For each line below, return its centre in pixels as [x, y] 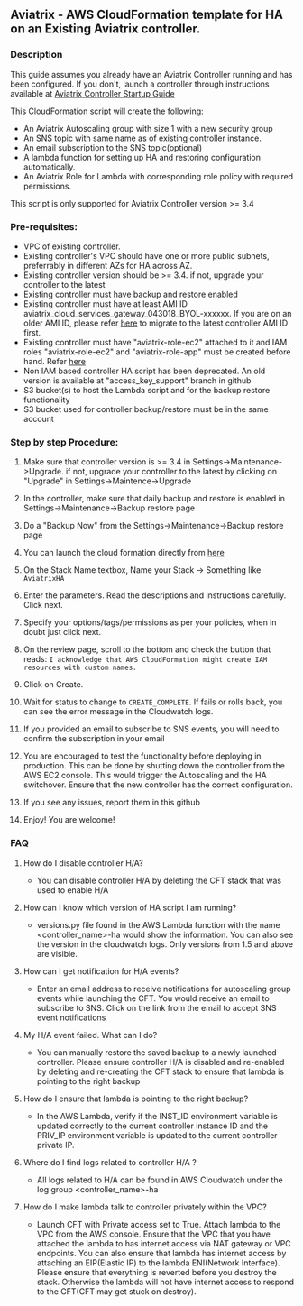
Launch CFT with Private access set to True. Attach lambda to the [159, 1224]
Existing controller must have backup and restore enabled [130, 294]
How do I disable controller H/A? [83, 863]
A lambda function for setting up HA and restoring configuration [142, 157]
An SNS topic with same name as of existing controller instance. [142, 138]
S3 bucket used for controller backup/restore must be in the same [146, 409]
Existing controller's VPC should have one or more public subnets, [146, 255]
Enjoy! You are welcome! [69, 820]
